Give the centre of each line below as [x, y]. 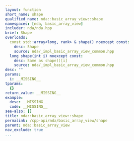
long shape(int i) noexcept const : [46, 56]
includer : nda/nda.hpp [29, 28]
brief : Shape [19, 33]
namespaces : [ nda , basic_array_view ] [44, 24]
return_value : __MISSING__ [33, 93]
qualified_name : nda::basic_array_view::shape [54, 19]
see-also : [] [19, 111]
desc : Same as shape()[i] [41, 61]
